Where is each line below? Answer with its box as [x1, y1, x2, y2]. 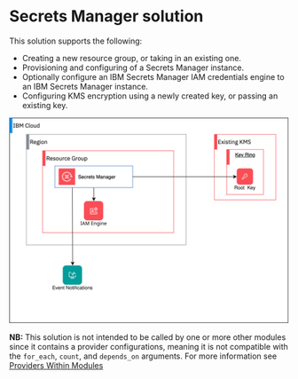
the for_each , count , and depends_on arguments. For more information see [9, 351, 278, 361]
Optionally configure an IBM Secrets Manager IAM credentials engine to [21, 71, 286, 82]
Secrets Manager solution [9, 6, 204, 27]
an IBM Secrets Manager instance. [21, 81, 149, 91]
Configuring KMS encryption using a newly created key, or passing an [21, 91, 278, 101]
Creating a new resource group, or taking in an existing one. [21, 52, 242, 63]
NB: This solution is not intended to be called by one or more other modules [9, 332, 286, 343]
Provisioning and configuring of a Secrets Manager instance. [21, 62, 245, 73]
